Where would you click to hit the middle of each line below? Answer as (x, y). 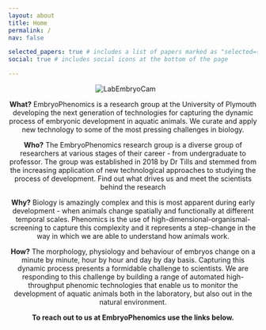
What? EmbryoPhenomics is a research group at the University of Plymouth (133, 104)
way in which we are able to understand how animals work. (133, 236)
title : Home (28, 23)
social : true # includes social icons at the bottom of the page (118, 59)
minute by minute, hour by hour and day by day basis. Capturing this (133, 260)
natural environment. (133, 302)
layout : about (32, 15)
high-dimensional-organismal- (201, 219)
